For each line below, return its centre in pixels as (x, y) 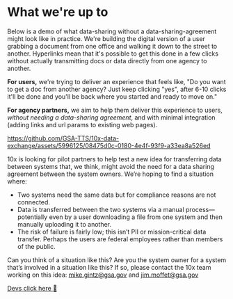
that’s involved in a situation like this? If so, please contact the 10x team (109, 267)
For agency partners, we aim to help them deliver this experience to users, (115, 110)
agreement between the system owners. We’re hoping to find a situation (111, 174)
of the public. (36, 246)
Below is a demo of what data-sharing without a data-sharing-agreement (112, 31)
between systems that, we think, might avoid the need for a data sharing (111, 166)
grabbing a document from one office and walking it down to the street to (112, 46)
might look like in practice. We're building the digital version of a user (106, 38)
